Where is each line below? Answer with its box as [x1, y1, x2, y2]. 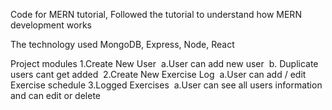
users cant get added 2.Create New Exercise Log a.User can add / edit [10, 69, 307, 80]
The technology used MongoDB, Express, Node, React [10, 39, 235, 50]
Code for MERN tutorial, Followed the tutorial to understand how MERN [10, 9, 302, 20]
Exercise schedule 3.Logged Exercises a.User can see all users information [10, 79, 323, 91]
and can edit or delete [10, 90, 101, 101]
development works [10, 19, 92, 31]
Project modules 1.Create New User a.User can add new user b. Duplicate [10, 58, 319, 69]
